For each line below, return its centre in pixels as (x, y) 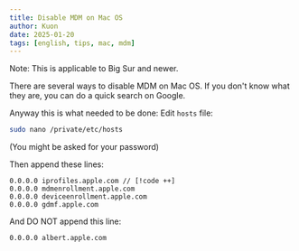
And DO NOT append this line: (65, 221)
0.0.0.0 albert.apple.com (58, 238)
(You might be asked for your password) (84, 147)
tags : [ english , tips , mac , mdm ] (72, 43)
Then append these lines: (56, 164)
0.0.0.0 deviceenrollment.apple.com (78, 197)
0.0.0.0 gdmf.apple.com (54, 205)
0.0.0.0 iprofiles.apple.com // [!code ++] (93, 181)
